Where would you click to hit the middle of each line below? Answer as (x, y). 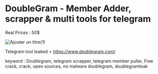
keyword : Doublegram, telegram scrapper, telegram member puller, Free (79, 61)
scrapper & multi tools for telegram (78, 19)
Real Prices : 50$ (22, 32)
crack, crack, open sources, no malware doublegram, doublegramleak (77, 66)
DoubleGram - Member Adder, (68, 9)
